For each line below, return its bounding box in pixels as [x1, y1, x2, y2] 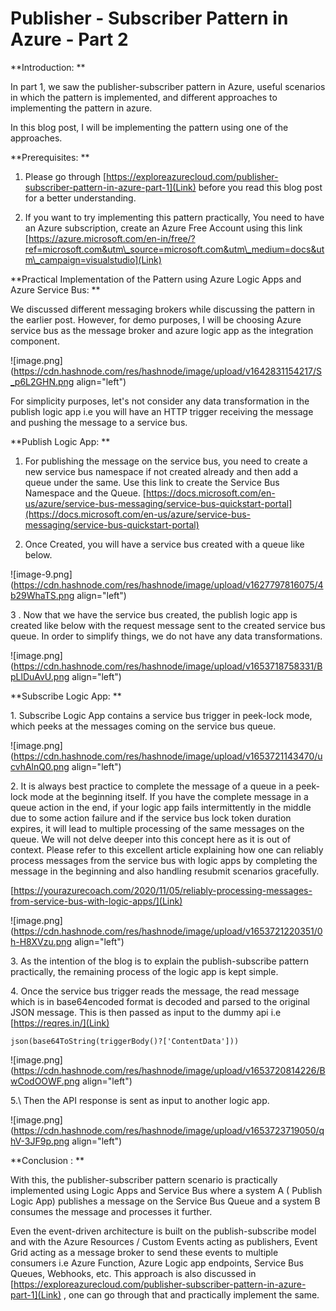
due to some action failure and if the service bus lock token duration [10, 812, 292, 824]
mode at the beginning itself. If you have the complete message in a [29, 790, 309, 802]
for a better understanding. [24, 192, 137, 204]
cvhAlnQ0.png [10, 760, 70, 772]
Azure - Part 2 [10, 28, 129, 51]
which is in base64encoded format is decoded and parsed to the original [10, 995, 310, 1007]
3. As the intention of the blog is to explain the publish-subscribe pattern [10, 955, 310, 967]
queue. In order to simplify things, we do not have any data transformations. [10, 630, 323, 642]
